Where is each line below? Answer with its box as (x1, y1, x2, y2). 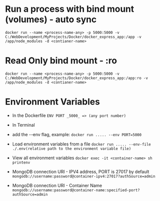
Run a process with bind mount (5, 3, 134, 15)
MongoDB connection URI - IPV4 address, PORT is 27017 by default (12, 169, 150, 174)
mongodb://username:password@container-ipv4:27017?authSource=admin (12, 173, 156, 179)
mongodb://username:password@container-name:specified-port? (12, 188, 140, 193)
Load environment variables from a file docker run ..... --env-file (12, 141, 151, 147)
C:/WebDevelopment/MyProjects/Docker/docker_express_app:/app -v (5, 34, 141, 39)
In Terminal (12, 122, 35, 128)
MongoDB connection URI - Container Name (12, 182, 102, 188)
